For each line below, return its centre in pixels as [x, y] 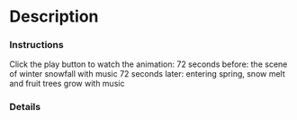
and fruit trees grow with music [67, 84]
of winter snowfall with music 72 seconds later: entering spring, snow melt [147, 74]
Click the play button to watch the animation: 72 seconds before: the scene [148, 64]
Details [25, 107]
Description [54, 17]
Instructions [37, 45]
